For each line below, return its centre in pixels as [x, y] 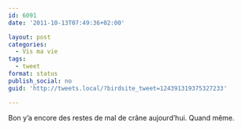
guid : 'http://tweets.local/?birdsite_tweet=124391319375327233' [117, 88]
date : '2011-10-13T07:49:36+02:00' [67, 23]
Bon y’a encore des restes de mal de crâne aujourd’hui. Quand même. [121, 117]
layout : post [30, 37]
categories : [28, 44]
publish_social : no [40, 81]
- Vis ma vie [37, 52]
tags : [17, 59]
